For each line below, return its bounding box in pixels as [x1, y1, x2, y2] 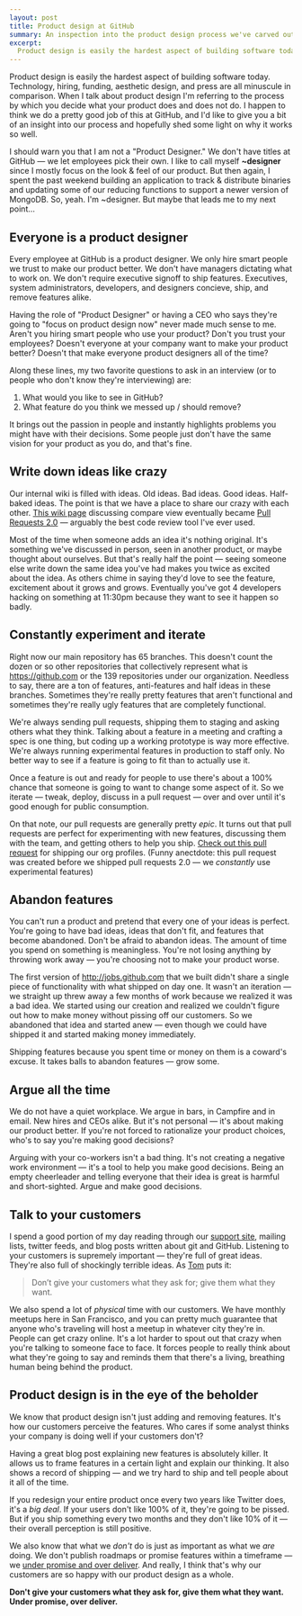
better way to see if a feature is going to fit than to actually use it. [9, 754, 251, 765]
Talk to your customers [9, 1207, 142, 1223]
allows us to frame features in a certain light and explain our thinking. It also [9, 1458, 289, 1468]
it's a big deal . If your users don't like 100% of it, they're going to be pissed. [9, 1503, 289, 1514]
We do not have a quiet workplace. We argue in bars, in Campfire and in [9, 1106, 276, 1117]
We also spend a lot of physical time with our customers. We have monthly [9, 1305, 286, 1314]
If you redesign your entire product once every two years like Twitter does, [9, 1494, 286, 1504]
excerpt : [9, 38, 42, 48]
